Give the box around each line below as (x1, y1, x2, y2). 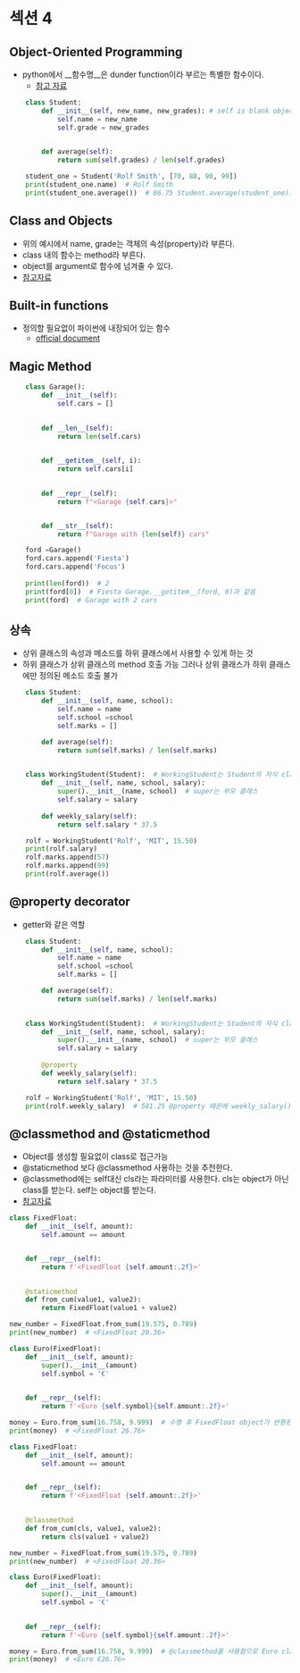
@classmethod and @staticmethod (9, 1126, 211, 1141)
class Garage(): (25, 383, 87, 391)
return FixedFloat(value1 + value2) (41, 1304, 178, 1313)
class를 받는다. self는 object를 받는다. (21, 1185, 156, 1196)
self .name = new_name (56, 114, 138, 123)
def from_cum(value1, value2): (25, 1295, 142, 1305)
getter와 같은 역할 (21, 919, 86, 929)
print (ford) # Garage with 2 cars (25, 595, 158, 604)
